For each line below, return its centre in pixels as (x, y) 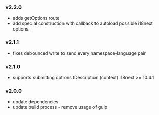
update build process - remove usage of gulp (60, 107)
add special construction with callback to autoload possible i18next (83, 23)
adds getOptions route (36, 18)
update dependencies (36, 102)
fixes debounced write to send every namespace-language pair (79, 53)
